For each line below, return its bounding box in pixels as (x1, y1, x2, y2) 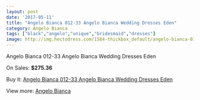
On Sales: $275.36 (6, 64, 52, 71)
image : (6, 36, 23, 42)
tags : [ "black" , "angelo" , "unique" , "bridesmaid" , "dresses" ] (6, 31, 156, 37)
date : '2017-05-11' (6, 14, 55, 20)
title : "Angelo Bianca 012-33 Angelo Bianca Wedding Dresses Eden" (6, 20, 177, 26)
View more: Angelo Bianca (6, 87, 71, 94)
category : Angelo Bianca (6, 25, 68, 32)
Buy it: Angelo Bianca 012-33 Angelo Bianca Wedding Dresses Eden (6, 76, 173, 83)
